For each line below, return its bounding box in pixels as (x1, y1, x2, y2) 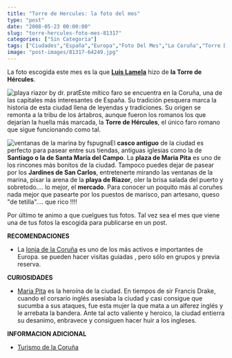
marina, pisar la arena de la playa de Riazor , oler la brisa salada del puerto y (7, 175, 224, 184)
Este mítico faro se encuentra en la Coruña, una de (78, 88, 223, 97)
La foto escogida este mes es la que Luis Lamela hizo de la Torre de (7, 67, 202, 76)
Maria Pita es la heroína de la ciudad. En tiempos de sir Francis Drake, (17, 287, 216, 295)
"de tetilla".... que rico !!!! (7, 197, 77, 206)
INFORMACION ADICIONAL (7, 330, 87, 338)
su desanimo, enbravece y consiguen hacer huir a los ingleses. (17, 316, 197, 324)
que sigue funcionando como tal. (7, 125, 101, 134)
